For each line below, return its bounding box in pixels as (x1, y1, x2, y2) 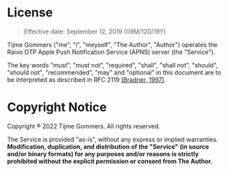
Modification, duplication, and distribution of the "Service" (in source (7, 142, 210, 151)
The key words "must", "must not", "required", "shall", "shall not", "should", (7, 61, 218, 69)
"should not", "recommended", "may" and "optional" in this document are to (7, 68, 221, 76)
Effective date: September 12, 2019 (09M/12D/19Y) (23, 27, 166, 35)
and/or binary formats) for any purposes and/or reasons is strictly (7, 149, 199, 158)
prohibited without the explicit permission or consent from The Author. (7, 157, 213, 165)
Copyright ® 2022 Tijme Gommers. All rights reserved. (7, 121, 161, 130)
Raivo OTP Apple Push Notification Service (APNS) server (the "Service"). (7, 48, 216, 56)
